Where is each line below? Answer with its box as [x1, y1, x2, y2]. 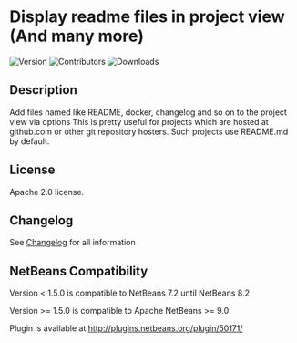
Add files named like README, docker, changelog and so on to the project [9, 107, 287, 118]
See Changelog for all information [9, 237, 136, 248]
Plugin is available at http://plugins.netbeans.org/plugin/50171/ [9, 323, 243, 334]
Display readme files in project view [9, 6, 285, 27]
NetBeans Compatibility [9, 263, 148, 279]
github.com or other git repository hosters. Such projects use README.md [9, 126, 289, 137]
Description [9, 82, 77, 98]
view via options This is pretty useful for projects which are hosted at [9, 116, 269, 127]
